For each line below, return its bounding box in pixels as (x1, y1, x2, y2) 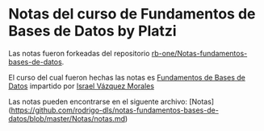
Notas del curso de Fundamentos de (8, 5, 256, 23)
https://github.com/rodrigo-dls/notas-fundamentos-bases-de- (10, 105, 220, 115)
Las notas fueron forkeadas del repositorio (8, 48, 150, 58)
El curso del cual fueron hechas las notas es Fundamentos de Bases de (8, 72, 246, 82)
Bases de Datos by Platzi (8, 22, 177, 40)
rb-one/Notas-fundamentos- (151, 48, 248, 58)
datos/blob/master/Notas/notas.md (8, 113, 125, 123)
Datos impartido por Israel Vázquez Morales (8, 81, 155, 91)
